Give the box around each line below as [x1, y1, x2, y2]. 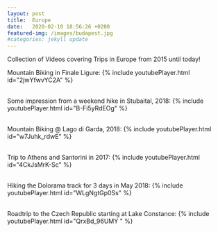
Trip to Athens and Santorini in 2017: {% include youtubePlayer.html [7, 154, 200, 162]
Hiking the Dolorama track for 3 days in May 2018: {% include [7, 181, 183, 190]
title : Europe [7, 17, 51, 24]
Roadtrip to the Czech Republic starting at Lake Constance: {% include [7, 210, 210, 218]
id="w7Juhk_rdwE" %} [7, 133, 72, 141]
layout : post [7, 10, 45, 17]
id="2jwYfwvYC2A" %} [7, 76, 74, 84]
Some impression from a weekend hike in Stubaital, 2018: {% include [7, 97, 204, 105]
